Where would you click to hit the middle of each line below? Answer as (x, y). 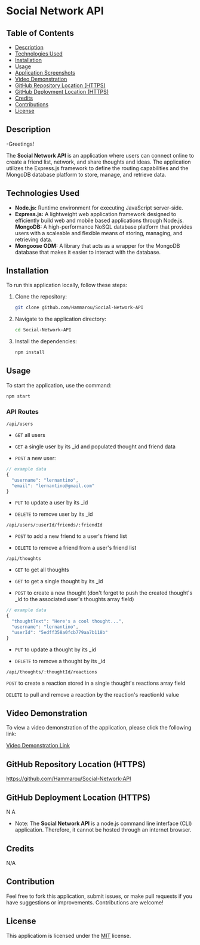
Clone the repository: (41, 297)
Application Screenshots (45, 73)
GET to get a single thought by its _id (59, 581)
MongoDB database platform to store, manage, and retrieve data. (86, 174)
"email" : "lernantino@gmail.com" (53, 486)
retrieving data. (33, 239)
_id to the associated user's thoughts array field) (74, 599)
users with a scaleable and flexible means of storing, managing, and (99, 233)
